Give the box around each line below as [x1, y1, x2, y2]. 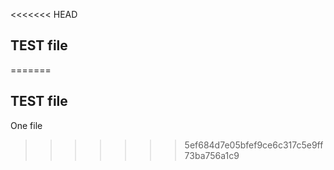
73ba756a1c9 [184, 149, 240, 161]
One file [10, 119, 43, 131]
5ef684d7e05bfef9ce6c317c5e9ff [184, 139, 324, 151]
